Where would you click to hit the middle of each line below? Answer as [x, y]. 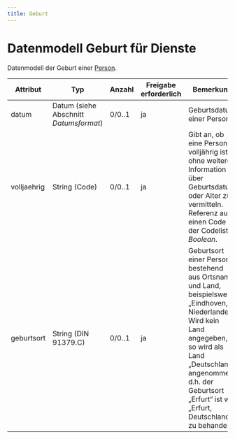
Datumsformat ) [78, 123]
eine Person [208, 143]
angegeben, [208, 338]
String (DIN [71, 333]
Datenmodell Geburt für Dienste [102, 48]
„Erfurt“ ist [205, 399]
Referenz [203, 213]
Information [207, 169]
